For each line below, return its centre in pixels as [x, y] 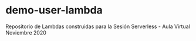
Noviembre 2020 [26, 32]
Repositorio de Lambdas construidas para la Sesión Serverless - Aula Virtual [98, 26]
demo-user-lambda [54, 10]
